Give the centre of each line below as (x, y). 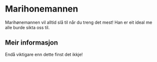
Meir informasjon (31, 43)
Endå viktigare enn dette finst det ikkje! (44, 54)
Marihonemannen (42, 9)
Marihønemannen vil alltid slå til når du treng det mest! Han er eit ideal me (79, 22)
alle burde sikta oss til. (27, 27)
